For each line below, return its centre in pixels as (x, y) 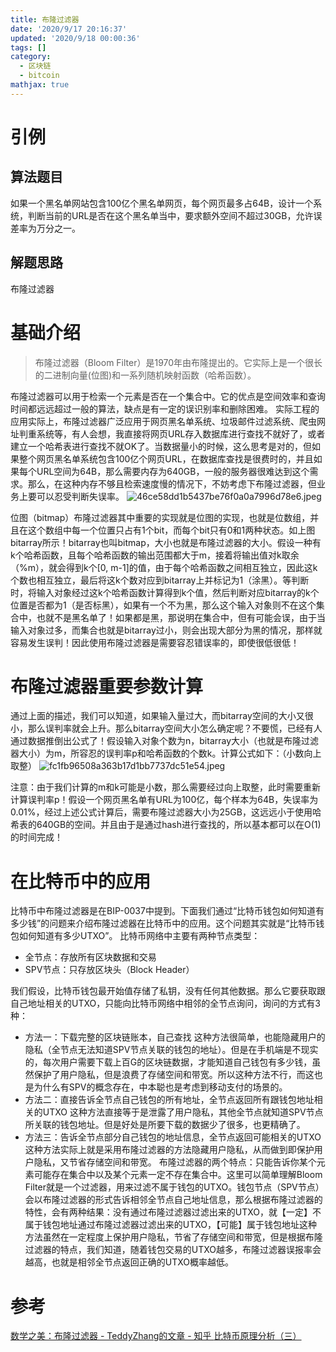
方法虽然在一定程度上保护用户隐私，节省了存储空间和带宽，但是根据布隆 (173, 1237)
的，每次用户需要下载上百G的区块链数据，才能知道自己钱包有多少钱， (168, 1062)
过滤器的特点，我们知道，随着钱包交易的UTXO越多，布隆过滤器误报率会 (173, 1250)
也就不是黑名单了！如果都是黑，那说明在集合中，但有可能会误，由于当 (181, 617)
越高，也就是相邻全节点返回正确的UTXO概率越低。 (129, 1262)
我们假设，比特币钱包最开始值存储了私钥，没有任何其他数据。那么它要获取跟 (168, 991)
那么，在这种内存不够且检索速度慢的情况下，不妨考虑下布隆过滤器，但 (172, 483)
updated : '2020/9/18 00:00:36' (75, 38)
